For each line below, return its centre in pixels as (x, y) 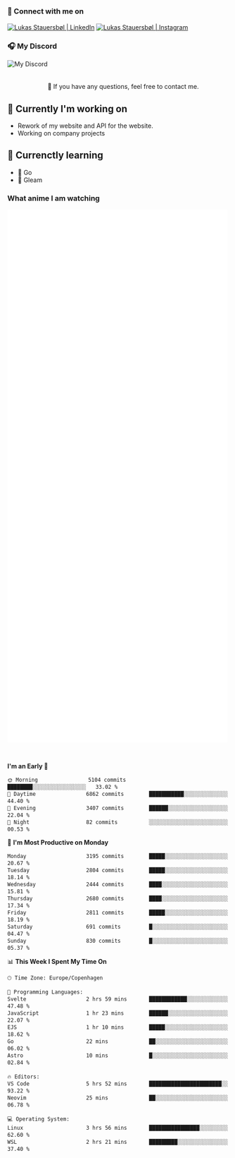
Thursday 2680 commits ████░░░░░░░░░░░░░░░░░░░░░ (118, 898)
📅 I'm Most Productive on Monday (58, 842)
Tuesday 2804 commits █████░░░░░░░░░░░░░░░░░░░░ (118, 870)
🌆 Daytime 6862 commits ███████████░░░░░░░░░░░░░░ (118, 794)
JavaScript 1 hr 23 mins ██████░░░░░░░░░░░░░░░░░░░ (118, 1013)
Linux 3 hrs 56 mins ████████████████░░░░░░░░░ (118, 1128)
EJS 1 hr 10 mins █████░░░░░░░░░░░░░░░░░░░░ (118, 1027)
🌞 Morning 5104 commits (67, 780)
